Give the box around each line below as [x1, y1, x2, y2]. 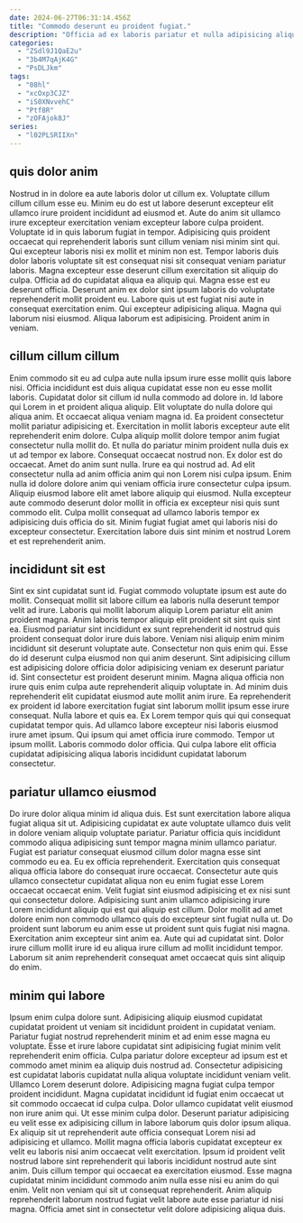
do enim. [9, 962, 42, 973]
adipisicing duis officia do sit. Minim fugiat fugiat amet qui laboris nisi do [9, 516, 278, 527]
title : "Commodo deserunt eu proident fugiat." [9, 22, 192, 31]
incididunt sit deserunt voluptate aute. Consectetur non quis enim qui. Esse [9, 643, 289, 654]
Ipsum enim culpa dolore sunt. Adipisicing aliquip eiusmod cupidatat [9, 1012, 263, 1023]
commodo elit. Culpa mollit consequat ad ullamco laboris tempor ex [9, 506, 260, 517]
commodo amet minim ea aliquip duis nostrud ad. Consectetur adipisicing [9, 1060, 283, 1070]
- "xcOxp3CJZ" [17, 88, 70, 97]
